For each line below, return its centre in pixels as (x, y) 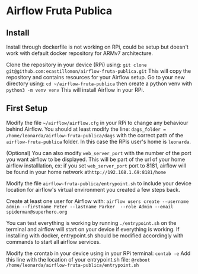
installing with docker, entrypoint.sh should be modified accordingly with (95, 236)
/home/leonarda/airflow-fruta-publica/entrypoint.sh (73, 265)
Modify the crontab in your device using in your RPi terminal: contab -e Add (98, 253)
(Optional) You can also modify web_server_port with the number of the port (99, 153)
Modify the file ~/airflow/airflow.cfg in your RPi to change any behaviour (97, 123)
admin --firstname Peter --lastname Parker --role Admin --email (90, 207)
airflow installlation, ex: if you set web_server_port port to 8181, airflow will (96, 165)
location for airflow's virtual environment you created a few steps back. (93, 189)
